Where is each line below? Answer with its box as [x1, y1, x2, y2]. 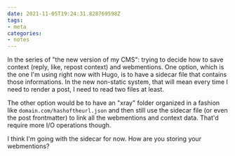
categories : [7, 29, 42, 37]
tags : [7, 17, 23, 24]
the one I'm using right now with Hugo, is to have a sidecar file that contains [7, 71, 227, 79]
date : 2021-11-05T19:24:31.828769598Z [7, 10, 121, 17]
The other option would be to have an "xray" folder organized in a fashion [7, 99, 220, 107]
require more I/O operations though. [7, 121, 112, 129]
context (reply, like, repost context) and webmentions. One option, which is [7, 63, 224, 71]
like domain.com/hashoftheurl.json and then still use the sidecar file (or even [7, 106, 228, 115]
